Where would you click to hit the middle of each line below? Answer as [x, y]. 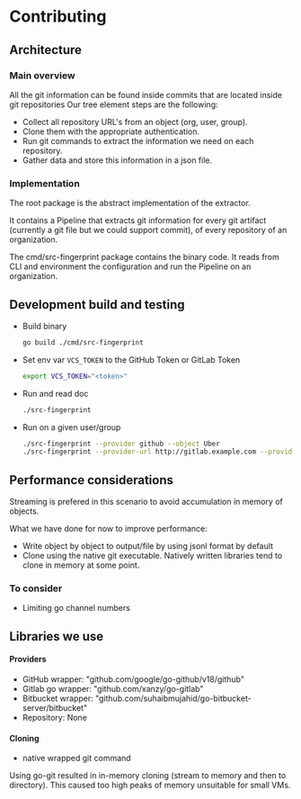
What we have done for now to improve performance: [109, 529]
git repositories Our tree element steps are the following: [114, 104]
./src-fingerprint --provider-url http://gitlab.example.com [139, 452]
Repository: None [55, 718]
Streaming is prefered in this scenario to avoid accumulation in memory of [146, 502]
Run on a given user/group [71, 427]
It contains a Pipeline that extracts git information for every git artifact [138, 220]
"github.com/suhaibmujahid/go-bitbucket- [173, 698]
